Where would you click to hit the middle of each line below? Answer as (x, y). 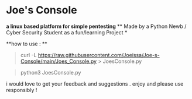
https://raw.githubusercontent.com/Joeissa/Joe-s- (99, 55)
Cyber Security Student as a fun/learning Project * (67, 32)
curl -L (28, 55)
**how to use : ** (27, 44)
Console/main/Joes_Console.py (59, 61)
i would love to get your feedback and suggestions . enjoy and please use (95, 84)
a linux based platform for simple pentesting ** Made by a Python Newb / (96, 26)
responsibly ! (22, 90)
